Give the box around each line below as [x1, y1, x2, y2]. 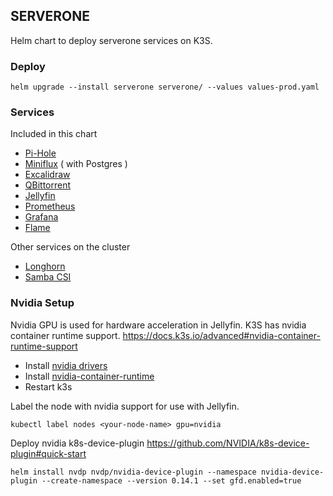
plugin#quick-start [10, 447, 87, 459]
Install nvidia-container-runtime [24, 370, 155, 382]
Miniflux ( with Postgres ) [24, 158, 128, 170]
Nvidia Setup [10, 296, 75, 310]
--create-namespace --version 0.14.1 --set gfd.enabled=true [41, 475, 302, 486]
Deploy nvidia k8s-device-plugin [10, 437, 145, 449]
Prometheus [24, 200, 76, 213]
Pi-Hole [24, 147, 57, 159]
